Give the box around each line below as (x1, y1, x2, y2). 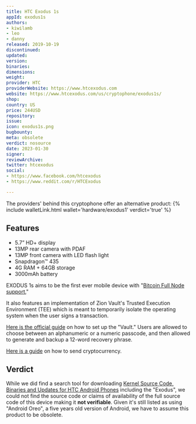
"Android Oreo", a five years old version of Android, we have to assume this (6, 405, 189, 412)
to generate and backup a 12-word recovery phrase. (6, 336, 132, 343)
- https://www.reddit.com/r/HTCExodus (6, 179, 101, 185)
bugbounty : (6, 129, 33, 136)
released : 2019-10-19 (6, 42, 59, 48)
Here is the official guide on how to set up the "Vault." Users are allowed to (6, 323, 187, 330)
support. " (6, 288, 29, 295)
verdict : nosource (6, 140, 51, 146)
